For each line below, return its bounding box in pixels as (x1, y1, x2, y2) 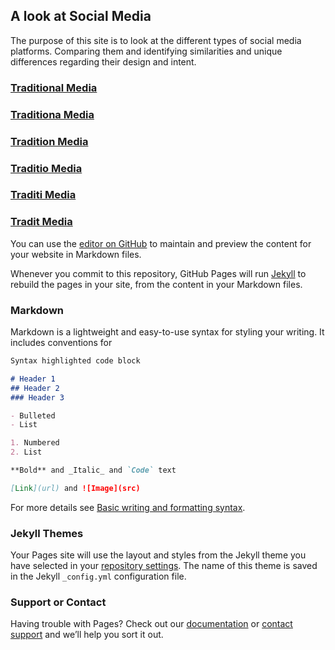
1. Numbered (10, 438, 60, 448)
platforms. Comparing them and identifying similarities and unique (10, 45, 283, 57)
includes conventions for (10, 337, 113, 349)
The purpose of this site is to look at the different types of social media (10, 34, 302, 46)
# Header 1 (10, 374, 56, 384)
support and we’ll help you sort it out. (10, 629, 164, 641)
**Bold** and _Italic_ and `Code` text (10, 465, 177, 476)
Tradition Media (10, 134, 89, 148)
